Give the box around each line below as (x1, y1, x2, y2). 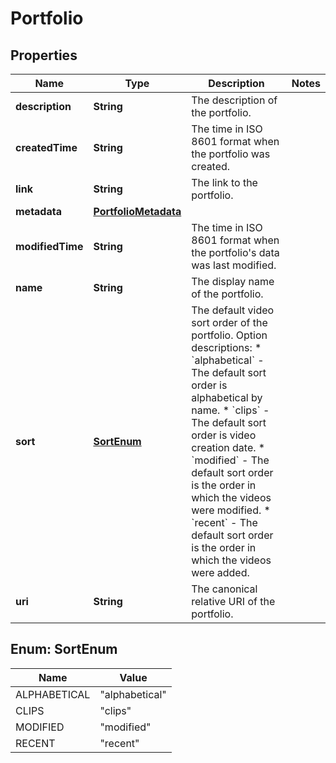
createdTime (15, 141, 78, 154)
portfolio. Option (191, 328, 268, 342)
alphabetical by (191, 391, 263, 404)
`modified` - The (191, 453, 270, 467)
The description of (191, 93, 278, 107)
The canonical (191, 582, 258, 596)
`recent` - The (191, 516, 258, 529)
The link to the (191, 176, 258, 189)
